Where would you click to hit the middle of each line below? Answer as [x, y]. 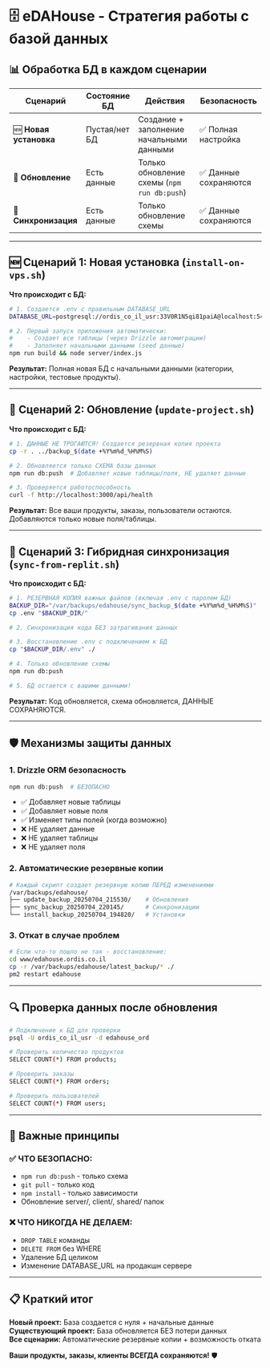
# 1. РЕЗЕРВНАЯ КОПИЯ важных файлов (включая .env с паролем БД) [120, 598]
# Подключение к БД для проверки [65, 1030]
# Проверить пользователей [54, 1096]
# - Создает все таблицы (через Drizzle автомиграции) [108, 338]
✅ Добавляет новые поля [64, 811]
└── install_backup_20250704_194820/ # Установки [97, 915]
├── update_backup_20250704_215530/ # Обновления [99, 900]
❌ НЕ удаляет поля [53, 847]
